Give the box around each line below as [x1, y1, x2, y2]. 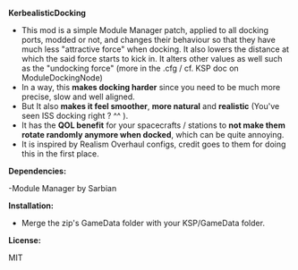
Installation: [8, 200, 55, 211]
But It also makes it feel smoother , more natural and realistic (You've [21, 101, 280, 111]
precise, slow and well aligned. [21, 91, 135, 102]
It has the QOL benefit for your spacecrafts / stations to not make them [21, 120, 285, 131]
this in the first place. [21, 148, 99, 159]
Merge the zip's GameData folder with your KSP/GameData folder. [21, 218, 266, 228]
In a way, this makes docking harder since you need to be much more [21, 82, 281, 92]
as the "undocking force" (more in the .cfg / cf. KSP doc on [21, 63, 239, 73]
